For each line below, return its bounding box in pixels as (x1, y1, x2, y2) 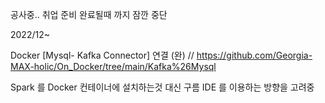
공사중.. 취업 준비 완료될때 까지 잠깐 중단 (10, 9, 168, 20)
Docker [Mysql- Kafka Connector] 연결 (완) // (10, 49, 195, 61)
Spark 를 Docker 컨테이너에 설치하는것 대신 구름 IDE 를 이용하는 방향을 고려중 (10, 81, 315, 93)
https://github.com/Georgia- (196, 49, 313, 61)
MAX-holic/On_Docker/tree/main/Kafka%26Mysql (10, 61, 217, 72)
